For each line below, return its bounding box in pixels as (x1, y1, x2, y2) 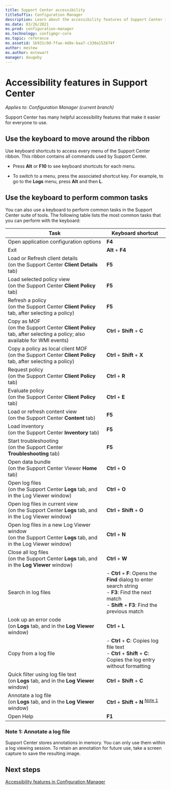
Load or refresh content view (8, 408, 77, 415)
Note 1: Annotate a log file (5, 728, 70, 735)
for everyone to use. (5, 120, 48, 126)
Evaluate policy (8, 387, 44, 394)
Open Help (8, 713, 34, 720)
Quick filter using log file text (8, 670, 76, 678)
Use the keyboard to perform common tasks (5, 193, 149, 202)
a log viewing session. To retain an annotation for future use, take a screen (5, 745, 162, 751)
